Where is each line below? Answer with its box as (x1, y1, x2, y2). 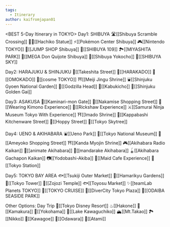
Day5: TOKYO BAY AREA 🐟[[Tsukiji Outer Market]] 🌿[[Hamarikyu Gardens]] (5, 173, 164, 179)
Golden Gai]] (5, 89, 32, 95)
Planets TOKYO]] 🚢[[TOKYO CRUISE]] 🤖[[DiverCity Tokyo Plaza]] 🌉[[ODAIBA (5, 187, 165, 193)
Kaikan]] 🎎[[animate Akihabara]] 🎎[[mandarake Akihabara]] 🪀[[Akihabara (5, 148, 159, 154)
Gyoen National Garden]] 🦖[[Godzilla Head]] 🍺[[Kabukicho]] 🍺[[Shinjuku (5, 83, 156, 89)
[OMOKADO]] (5, 77, 36, 83)
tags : (5, 7, 17, 13)
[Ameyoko (5, 140, 28, 146)
